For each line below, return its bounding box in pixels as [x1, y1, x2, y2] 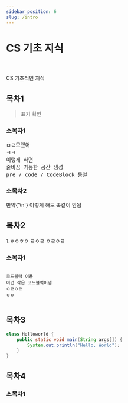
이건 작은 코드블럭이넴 [6, 279, 52, 285]
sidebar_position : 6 [6, 8, 57, 15]
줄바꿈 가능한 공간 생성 [6, 164, 64, 170]
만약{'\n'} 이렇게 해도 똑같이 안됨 [6, 201, 81, 209]
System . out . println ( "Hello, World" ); [27, 342, 120, 348]
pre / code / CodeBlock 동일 [6, 171, 87, 178]
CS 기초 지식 [6, 41, 64, 55]
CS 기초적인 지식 [6, 74, 45, 82]
